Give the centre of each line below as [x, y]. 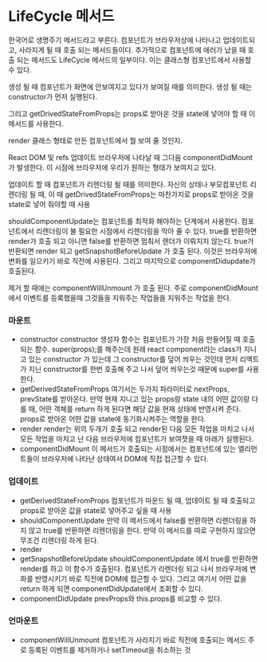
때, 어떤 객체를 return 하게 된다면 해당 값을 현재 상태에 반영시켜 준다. [135, 409]
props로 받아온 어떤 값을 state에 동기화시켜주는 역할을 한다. [113, 419]
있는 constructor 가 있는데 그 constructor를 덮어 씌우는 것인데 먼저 [133, 359]
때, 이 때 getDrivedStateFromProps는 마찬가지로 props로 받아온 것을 [146, 194]
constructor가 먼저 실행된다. [53, 96]
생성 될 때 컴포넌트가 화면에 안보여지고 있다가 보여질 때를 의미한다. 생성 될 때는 [130, 86]
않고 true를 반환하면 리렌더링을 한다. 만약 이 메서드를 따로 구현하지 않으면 [142, 530]
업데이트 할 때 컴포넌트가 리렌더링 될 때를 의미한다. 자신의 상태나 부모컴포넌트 [128, 184]
